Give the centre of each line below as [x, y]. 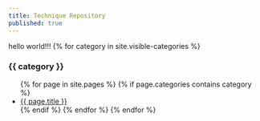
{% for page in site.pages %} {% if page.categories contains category [136, 84]
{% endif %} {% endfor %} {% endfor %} [88, 110]
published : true [35, 23]
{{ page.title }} [43, 101]
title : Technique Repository [57, 16]
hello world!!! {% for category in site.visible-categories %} [104, 46]
